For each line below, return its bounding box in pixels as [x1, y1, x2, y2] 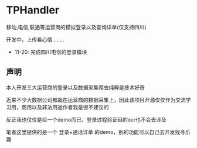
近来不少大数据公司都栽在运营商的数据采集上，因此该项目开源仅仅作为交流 [6, 96, 186, 103]
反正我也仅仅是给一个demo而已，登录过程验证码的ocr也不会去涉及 [6, 116, 167, 123]
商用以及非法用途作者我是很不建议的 [21, 104, 109, 111]
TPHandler [6, 4, 60, 17]
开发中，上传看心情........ [6, 36, 64, 43]
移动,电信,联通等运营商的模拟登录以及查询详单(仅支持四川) [6, 23, 147, 30]
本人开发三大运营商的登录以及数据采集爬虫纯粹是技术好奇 [6, 84, 145, 91]
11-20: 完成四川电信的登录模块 [14, 48, 87, 56]
